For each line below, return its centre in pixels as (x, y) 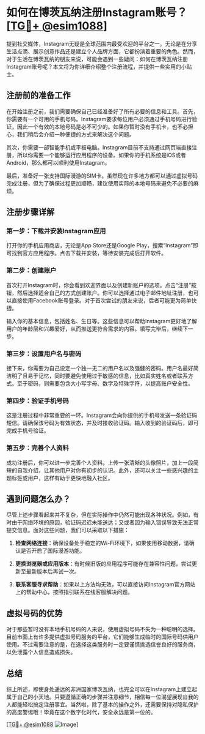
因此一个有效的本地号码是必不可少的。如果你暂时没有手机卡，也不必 (102, 127)
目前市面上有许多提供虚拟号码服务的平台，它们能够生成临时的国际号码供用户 (103, 637)
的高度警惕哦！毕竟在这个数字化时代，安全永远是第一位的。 (81, 712)
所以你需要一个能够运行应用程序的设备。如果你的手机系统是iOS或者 (102, 155)
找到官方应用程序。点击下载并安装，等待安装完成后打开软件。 (89, 253)
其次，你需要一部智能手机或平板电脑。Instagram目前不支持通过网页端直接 (99, 147)
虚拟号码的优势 (34, 613)
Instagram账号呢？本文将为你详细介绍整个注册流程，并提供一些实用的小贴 (99, 66)
